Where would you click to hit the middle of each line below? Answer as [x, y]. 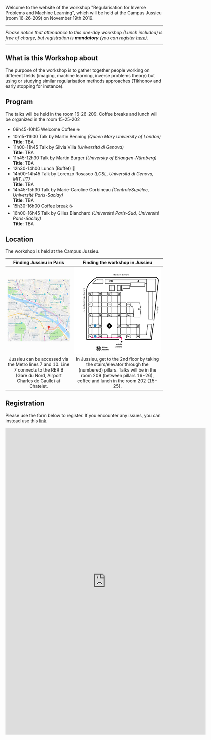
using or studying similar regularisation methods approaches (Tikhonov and [83, 81]
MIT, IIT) [21, 179]
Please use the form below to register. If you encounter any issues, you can [83, 415]
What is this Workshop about [52, 58]
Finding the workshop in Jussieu [118, 262]
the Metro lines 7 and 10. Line [39, 364]
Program [19, 102]
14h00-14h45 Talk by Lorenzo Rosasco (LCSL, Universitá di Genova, [83, 173]
